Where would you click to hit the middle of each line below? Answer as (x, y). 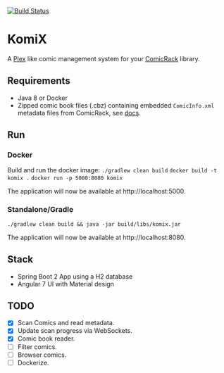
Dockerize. (33, 362)
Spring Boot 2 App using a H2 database (75, 276)
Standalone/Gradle (41, 210)
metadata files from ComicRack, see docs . (79, 113)
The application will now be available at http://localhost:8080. (97, 237)
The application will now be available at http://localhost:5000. (97, 191)
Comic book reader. (46, 339)
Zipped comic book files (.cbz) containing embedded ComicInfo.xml (116, 105)
